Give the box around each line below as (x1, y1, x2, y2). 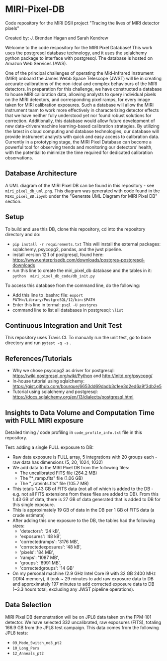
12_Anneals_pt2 (12, 651, 44, 656)
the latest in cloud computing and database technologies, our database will (5, 128, 159, 134)
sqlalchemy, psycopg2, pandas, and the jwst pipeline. (12, 246, 123, 252)
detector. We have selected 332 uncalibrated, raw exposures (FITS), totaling (5, 619, 162, 625)
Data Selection (5, 601, 52, 609)
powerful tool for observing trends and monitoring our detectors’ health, (5, 144, 153, 150)
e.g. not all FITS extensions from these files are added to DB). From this (12, 491, 159, 497)
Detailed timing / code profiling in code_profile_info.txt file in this (5, 429, 143, 435)
